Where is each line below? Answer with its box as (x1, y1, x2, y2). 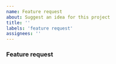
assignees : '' (6, 31, 42, 37)
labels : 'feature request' (6, 25, 73, 31)
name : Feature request (6, 8, 62, 15)
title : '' (6, 20, 31, 25)
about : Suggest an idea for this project (6, 14, 111, 20)
